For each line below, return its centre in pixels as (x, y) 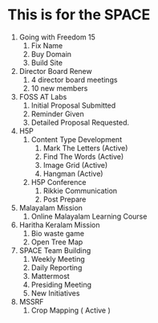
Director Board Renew (56, 71)
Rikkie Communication (80, 190)
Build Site (47, 63)
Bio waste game (58, 233)
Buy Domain (51, 54)
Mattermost (50, 276)
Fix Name (47, 45)
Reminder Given (58, 113)
